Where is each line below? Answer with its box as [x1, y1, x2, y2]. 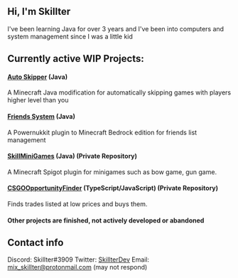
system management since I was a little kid [7, 32, 134, 41]
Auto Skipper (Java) [7, 73, 68, 81]
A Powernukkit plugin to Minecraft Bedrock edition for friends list [7, 128, 198, 137]
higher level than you [7, 96, 69, 105]
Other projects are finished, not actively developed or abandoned [7, 216, 205, 225]
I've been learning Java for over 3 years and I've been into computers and [7, 24, 225, 33]
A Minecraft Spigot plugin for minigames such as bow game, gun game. [7, 167, 217, 176]
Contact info [7, 237, 64, 248]
